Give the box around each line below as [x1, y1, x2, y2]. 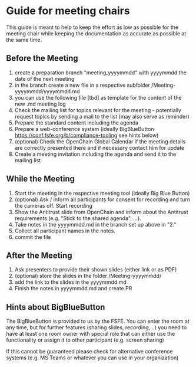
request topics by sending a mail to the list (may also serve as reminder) [14, 113, 190, 120]
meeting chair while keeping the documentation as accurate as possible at [6, 30, 187, 37]
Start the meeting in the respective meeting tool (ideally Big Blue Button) [14, 189, 190, 196]
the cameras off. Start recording [14, 202, 92, 209]
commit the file [14, 233, 51, 240]
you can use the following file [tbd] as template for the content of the [14, 94, 182, 101]
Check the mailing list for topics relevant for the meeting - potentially [14, 106, 181, 113]
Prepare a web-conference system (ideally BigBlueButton [14, 125, 154, 132]
